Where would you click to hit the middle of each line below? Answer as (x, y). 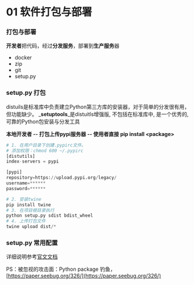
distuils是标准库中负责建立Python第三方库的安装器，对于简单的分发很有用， (98, 107)
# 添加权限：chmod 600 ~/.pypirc (45, 151)
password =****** (26, 188)
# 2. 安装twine (24, 199)
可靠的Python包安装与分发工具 (43, 121)
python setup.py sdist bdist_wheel (50, 216)
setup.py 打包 (26, 93)
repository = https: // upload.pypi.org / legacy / (61, 178)
